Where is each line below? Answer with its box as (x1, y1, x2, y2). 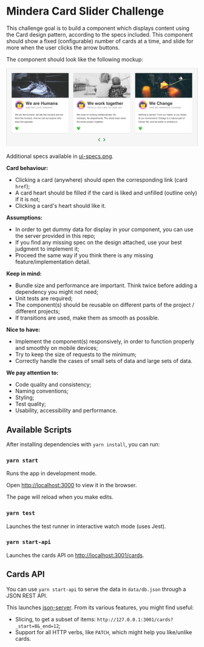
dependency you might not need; (15, 288, 98, 296)
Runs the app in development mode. (6, 470, 97, 477)
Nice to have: (6, 326, 41, 334)
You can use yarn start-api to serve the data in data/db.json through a (6, 585, 186, 593)
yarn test (6, 510, 35, 517)
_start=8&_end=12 (15, 623, 59, 629)
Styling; (15, 394, 35, 401)
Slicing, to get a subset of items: (15, 615, 96, 623)
